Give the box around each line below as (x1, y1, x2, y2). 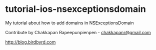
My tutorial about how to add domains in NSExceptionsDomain (5, 20, 134, 26)
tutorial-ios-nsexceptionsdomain (5, 3, 146, 15)
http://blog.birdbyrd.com (5, 39, 56, 45)
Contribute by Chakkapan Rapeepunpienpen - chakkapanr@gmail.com (5, 29, 151, 35)
